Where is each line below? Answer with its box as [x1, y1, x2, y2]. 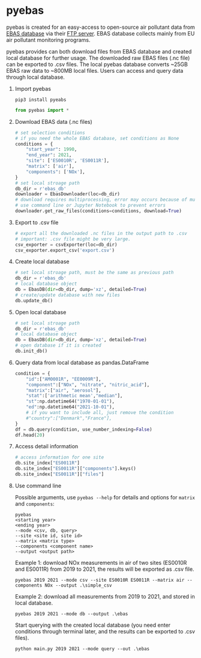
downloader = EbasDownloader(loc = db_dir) [14, 191, 121, 197]
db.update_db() [14, 297, 53, 303]
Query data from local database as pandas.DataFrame [14, 359, 149, 366]
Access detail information [14, 443, 79, 450]
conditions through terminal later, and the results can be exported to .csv [14, 627, 196, 635]
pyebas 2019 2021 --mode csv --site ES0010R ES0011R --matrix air [14, 577, 185, 583]
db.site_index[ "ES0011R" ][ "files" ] [14, 471, 104, 478]
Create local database [14, 258, 70, 265]
